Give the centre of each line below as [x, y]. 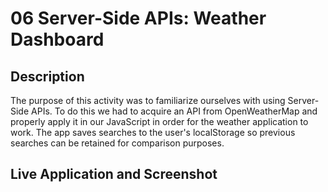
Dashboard [57, 39]
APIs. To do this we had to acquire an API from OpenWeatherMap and [174, 111]
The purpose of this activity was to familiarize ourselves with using [148, 100]
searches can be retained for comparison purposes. [117, 143]
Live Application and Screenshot [114, 174]
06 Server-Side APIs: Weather [138, 18]
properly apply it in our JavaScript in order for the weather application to [159, 121]
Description [47, 76]
